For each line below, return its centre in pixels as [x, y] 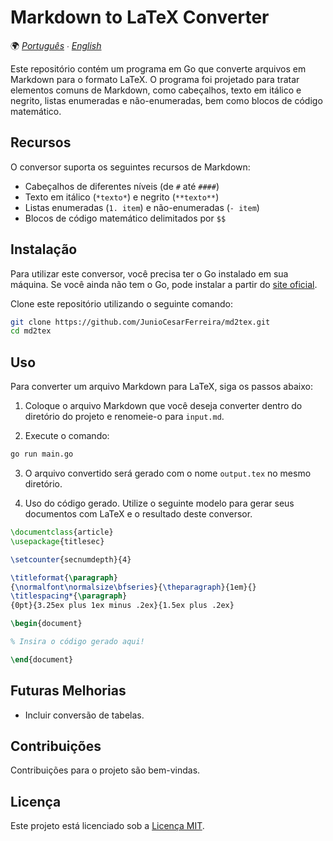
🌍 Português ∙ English [56, 45]
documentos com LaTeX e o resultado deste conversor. [138, 514]
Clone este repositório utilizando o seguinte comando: [121, 303]
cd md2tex [31, 331]
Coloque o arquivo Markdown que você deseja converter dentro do [163, 406]
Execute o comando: [67, 436]
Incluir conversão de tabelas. [84, 715]
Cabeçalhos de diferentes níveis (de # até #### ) [122, 186]
